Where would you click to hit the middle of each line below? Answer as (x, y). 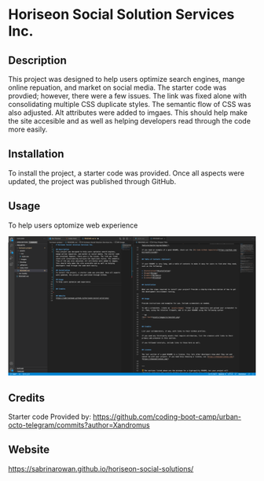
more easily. (28, 129)
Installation (36, 154)
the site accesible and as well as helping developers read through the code (130, 121)
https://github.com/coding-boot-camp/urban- (167, 416)
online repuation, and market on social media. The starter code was (117, 87)
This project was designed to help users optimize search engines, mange (126, 79)
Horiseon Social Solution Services (121, 15)
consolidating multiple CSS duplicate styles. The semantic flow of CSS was (130, 104)
